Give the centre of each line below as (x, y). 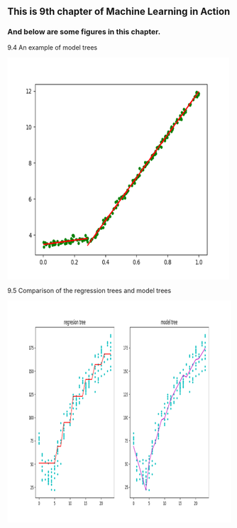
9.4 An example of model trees (53, 47)
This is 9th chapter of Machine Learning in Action (119, 12)
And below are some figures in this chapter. (84, 32)
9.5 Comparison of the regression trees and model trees (89, 290)
